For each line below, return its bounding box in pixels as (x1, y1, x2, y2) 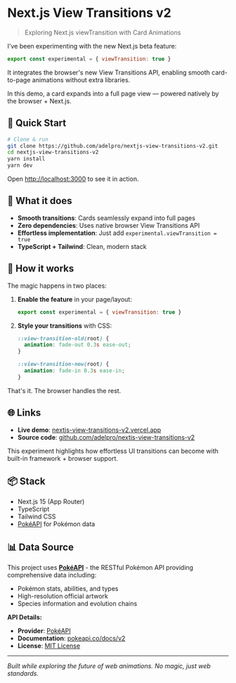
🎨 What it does (7, 195, 72, 207)
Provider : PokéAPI (17, 627, 72, 635)
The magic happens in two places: (7, 281, 107, 290)
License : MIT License (17, 641, 81, 650)
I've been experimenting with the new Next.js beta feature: (7, 42, 177, 50)
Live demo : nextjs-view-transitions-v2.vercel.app (17, 426, 162, 434)
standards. (7, 670, 39, 678)
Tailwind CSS (17, 512, 56, 521)
